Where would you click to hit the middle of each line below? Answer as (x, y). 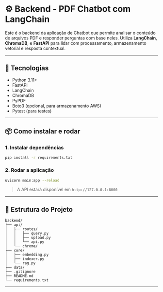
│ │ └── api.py (25, 242)
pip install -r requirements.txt (39, 158)
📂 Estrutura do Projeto (39, 210)
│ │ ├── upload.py (28, 238)
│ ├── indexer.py (25, 259)
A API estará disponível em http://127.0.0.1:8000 (67, 190)
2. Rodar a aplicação (30, 170)
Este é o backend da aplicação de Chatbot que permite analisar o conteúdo (81, 33)
